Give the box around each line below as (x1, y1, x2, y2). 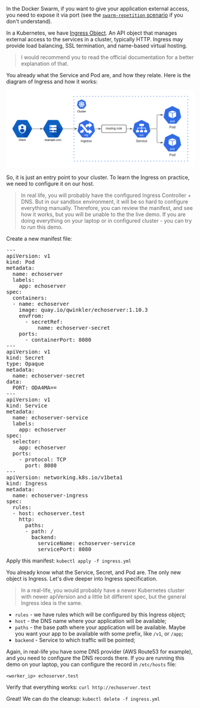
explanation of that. (20, 60, 69, 67)
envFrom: (19, 312, 45, 319)
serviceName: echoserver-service (38, 540, 136, 546)
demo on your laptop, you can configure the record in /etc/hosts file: (6, 661, 177, 668)
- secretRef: (24, 318, 63, 325)
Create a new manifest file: (6, 235, 73, 242)
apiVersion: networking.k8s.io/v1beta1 (6, 474, 123, 481)
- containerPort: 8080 (24, 336, 91, 343)
